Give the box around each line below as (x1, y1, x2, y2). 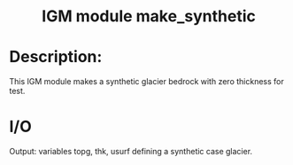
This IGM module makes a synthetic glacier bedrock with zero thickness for (9, 76, 285, 87)
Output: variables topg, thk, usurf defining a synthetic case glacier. (9, 146, 253, 157)
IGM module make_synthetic (41, 6, 257, 27)
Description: (9, 47, 103, 67)
